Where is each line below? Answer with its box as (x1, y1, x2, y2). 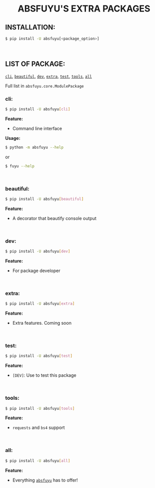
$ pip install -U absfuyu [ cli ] (5, 106, 70, 112)
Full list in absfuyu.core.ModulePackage (5, 83, 84, 89)
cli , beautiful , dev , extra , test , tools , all (5, 73, 92, 79)
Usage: (5, 135, 21, 141)
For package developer (12, 268, 60, 274)
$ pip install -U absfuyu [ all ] (5, 458, 70, 463)
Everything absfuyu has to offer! (12, 477, 78, 483)
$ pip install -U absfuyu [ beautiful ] (5, 196, 84, 201)
